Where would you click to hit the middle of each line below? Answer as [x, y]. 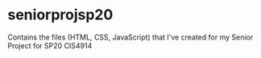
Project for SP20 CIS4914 [50, 45]
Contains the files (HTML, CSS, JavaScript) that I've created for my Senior [130, 37]
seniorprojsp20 [60, 15]
